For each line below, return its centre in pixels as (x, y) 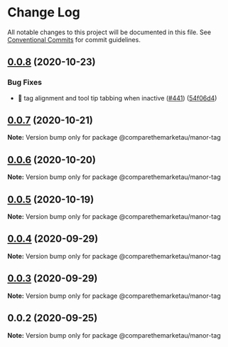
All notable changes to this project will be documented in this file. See (109, 32)
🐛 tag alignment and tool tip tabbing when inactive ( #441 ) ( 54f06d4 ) (117, 98)
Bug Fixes (25, 83)
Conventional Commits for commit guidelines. (74, 39)
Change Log (44, 12)
